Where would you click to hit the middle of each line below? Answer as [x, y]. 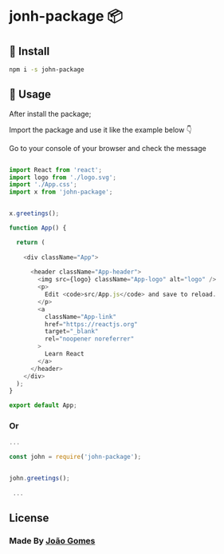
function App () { [38, 228]
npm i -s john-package [47, 70]
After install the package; [50, 114]
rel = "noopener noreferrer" [89, 339]
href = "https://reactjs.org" [91, 324]
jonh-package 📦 [66, 16]
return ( [31, 242]
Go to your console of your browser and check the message [108, 148]
